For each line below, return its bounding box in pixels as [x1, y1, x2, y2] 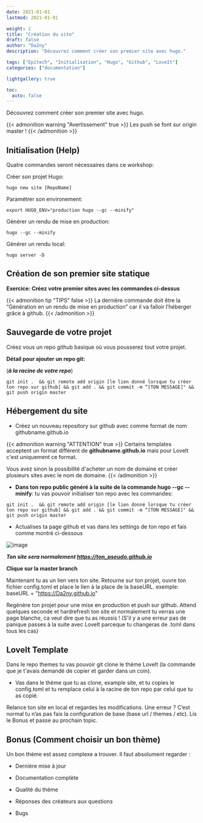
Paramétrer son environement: [6, 195, 83, 203]
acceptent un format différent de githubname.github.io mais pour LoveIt [6, 447, 189, 454]
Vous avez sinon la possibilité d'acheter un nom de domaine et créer [6, 465, 178, 472]
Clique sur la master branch [6, 564, 78, 572]
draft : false [6, 37, 40, 43]
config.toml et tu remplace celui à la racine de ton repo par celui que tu [15, 685, 193, 693]
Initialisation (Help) [6, 145, 80, 155]
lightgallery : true [6, 75, 56, 82]
